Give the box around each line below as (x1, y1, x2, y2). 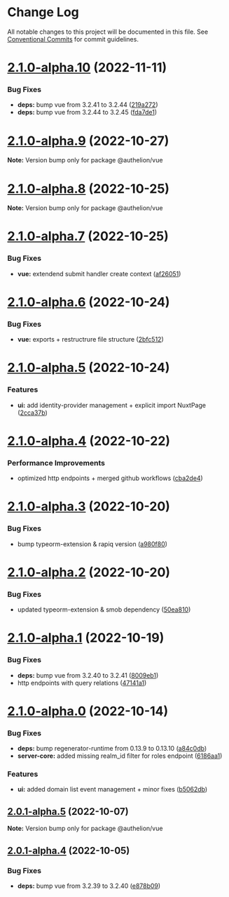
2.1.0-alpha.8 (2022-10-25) (7, 181, 170, 197)
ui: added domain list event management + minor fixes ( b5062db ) (17, 785, 208, 794)
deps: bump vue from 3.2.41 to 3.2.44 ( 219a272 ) (17, 101, 159, 109)
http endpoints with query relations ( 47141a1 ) (17, 678, 147, 687)
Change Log (7, 4, 79, 20)
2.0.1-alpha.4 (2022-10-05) (7, 844, 130, 856)
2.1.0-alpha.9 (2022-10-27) (7, 133, 169, 148)
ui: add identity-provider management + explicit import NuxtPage (17, 401, 207, 409)
